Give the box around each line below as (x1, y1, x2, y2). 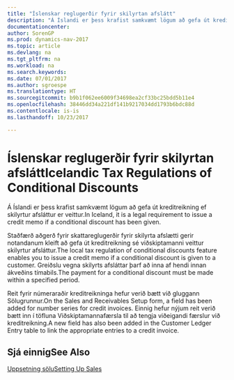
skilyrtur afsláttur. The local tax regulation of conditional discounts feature (7, 245, 217, 254)
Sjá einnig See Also (7, 346, 91, 358)
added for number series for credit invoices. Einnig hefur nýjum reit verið (7, 304, 216, 312)
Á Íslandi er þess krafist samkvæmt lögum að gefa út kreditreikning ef (7, 203, 207, 211)
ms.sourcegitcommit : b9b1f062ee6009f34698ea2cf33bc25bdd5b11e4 (7, 95, 195, 102)
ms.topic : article (7, 43, 61, 50)
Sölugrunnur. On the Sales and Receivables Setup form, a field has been (7, 296, 212, 305)
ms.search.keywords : (7, 68, 68, 75)
